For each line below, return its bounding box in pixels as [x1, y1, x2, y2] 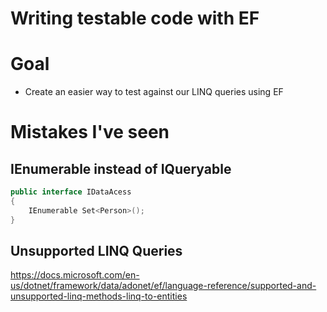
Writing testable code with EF [10, 7, 260, 30]
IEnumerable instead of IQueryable [10, 160, 232, 177]
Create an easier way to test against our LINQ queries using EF [24, 86, 284, 98]
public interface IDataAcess [10, 187, 132, 197]
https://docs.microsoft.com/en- [10, 269, 140, 281]
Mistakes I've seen [10, 121, 170, 144]
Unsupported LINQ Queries [10, 243, 183, 260]
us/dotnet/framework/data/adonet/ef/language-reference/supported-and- [10, 280, 317, 292]
